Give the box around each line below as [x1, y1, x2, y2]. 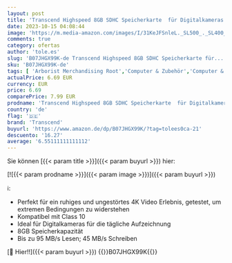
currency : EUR [7, 81, 48, 87]
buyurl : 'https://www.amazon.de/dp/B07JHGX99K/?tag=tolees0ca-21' [7, 125, 202, 132]
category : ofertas [7, 42, 60, 49]
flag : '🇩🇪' [7, 112, 41, 119]
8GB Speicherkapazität [17, 227, 84, 235]
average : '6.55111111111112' [7, 138, 91, 145]
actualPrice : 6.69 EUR [7, 74, 72, 81]
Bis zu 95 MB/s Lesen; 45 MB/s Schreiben [17, 235, 138, 243]
